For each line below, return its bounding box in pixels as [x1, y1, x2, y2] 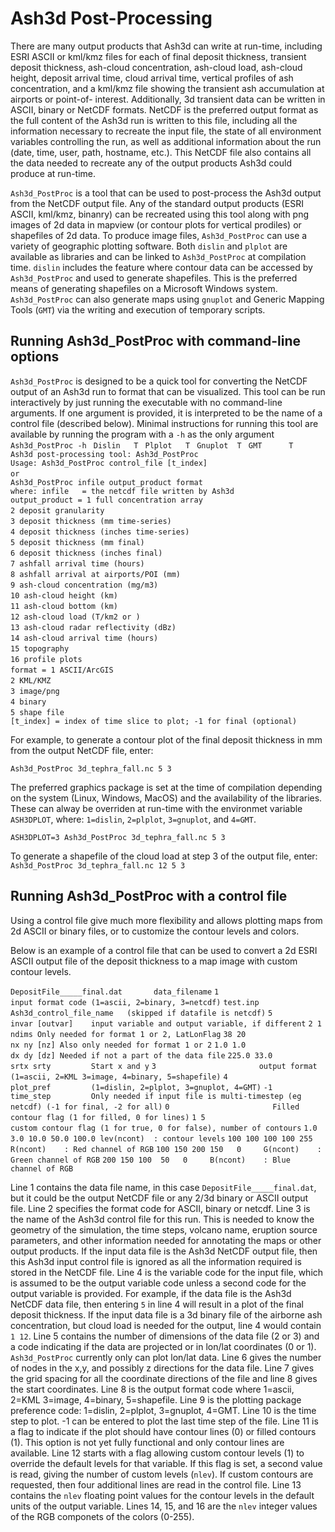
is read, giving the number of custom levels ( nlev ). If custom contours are [10, 1468, 314, 1480]
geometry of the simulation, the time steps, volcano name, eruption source [10, 1223, 318, 1236]
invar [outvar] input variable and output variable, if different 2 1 [10, 1018, 322, 1029]
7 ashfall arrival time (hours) [10, 558, 145, 569]
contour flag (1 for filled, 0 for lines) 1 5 [10, 1112, 206, 1122]
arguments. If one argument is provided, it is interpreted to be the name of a [10, 407, 323, 419]
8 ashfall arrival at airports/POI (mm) [10, 569, 182, 579]
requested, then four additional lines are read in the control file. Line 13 [10, 1478, 302, 1491]
